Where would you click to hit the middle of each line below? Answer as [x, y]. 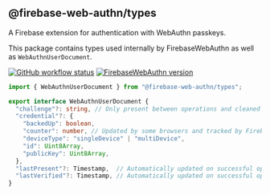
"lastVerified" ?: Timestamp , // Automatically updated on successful [134, 176]
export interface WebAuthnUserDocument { [79, 101]
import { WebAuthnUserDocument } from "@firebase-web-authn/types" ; [125, 87]
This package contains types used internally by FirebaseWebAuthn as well [131, 48]
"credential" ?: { [45, 116]
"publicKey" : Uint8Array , [66, 153]
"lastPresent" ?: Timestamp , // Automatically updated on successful [134, 169]
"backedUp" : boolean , [59, 124]
